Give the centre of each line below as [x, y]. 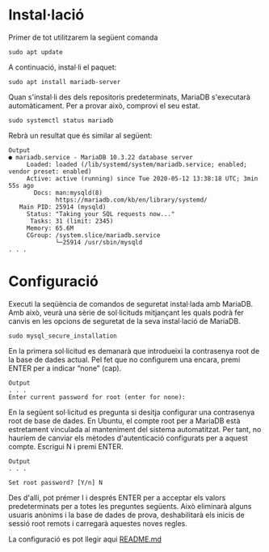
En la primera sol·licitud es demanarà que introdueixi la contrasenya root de [134, 350]
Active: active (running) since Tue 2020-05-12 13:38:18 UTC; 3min [142, 178]
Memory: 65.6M [50, 228]
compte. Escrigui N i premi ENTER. [66, 446]
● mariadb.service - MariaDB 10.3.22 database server [101, 157]
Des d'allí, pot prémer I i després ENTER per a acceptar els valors [117, 497]
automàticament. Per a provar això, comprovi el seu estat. [104, 105]
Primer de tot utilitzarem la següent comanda [83, 37]
